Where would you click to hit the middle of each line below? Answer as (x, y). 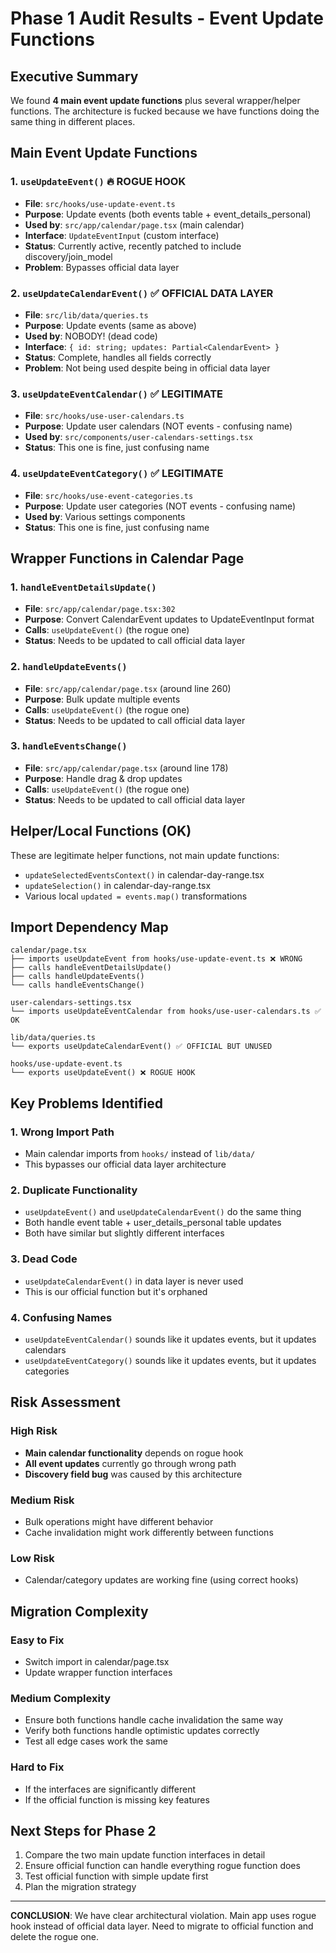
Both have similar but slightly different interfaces (124, 1233)
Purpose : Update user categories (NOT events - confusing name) (160, 506)
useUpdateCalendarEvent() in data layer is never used (134, 1281)
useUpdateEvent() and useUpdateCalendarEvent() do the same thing (163, 1212)
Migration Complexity (79, 1611)
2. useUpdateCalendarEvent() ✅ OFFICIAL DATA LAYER (142, 293)
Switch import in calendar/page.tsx (97, 1662)
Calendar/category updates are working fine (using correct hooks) (161, 1580)
